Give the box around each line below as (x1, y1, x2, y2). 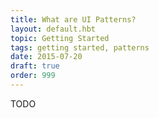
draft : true (10, 61, 60, 71)
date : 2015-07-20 (10, 52, 83, 62)
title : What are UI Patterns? (10, 14, 137, 25)
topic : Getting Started (10, 33, 110, 43)
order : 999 (10, 71, 56, 81)
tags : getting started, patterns (10, 42, 150, 53)
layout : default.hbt (10, 24, 97, 34)
